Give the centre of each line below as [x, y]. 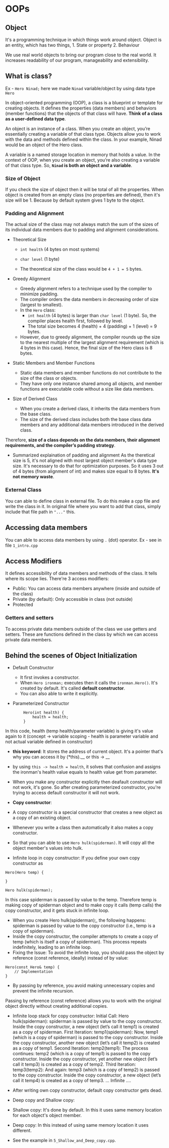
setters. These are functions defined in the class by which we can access [81, 634]
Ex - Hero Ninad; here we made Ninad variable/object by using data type [80, 88]
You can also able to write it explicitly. [59, 694]
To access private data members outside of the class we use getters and [81, 629]
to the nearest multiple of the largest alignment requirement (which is [92, 342]
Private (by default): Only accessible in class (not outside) [72, 599]
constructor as [28, 863]
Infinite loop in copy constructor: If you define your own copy [76, 858]
